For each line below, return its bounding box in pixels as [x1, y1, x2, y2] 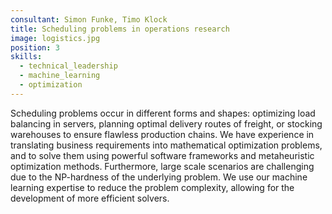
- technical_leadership [19, 61, 118, 71]
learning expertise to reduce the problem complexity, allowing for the [10, 181, 295, 193]
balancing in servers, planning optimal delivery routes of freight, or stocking [10, 117, 323, 130]
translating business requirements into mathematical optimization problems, [10, 139, 323, 151]
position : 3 [10, 42, 60, 53]
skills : [10, 52, 43, 62]
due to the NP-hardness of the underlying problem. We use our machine [10, 171, 308, 183]
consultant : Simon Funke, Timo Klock [10, 14, 168, 25]
